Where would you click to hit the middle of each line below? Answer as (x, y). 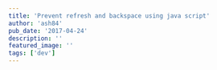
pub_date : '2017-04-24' (48, 31)
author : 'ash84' (35, 23)
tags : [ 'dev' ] (32, 53)
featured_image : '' (41, 46)
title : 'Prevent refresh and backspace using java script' (109, 16)
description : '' (35, 38)
